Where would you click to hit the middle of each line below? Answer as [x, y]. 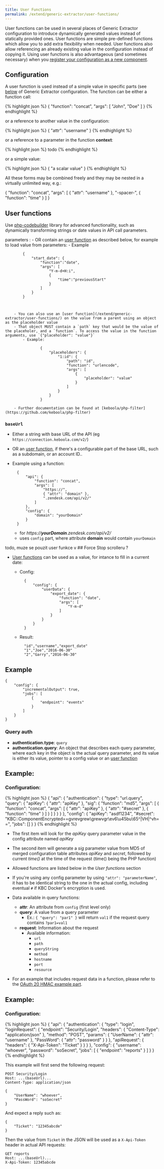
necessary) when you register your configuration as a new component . [77, 59]
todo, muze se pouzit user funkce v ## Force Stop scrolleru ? [67, 548]
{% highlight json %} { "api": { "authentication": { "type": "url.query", [74, 798]
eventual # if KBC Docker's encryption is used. [59, 888]
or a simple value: [23, 159]
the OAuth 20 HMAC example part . [47, 984]
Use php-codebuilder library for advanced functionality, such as [70, 225]
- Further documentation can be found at [57, 408]
